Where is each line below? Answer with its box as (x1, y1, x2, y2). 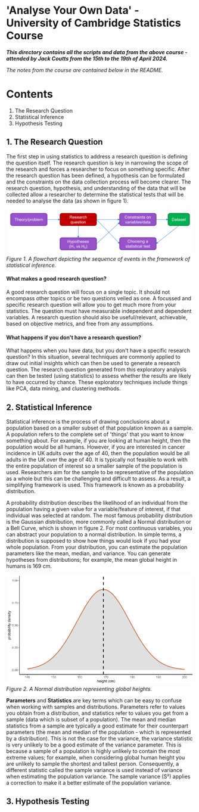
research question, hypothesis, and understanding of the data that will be (6, 184, 186, 191)
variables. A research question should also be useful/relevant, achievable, (6, 313, 188, 321)
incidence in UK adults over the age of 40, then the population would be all (6, 449, 190, 456)
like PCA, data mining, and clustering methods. (6, 385, 121, 392)
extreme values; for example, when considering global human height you (6, 754, 185, 761)
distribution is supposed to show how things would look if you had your (6, 537, 181, 544)
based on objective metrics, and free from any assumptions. (6, 320, 154, 327)
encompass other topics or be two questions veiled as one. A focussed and (6, 294, 192, 301)
